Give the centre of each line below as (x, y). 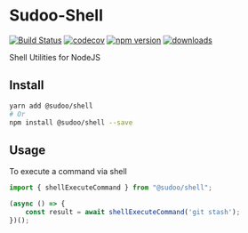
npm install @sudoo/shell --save (71, 122)
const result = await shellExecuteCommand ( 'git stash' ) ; (133, 212)
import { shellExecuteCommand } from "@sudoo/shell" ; (111, 188)
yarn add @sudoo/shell (51, 106)
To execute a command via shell (68, 172)
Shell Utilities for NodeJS (55, 57)
